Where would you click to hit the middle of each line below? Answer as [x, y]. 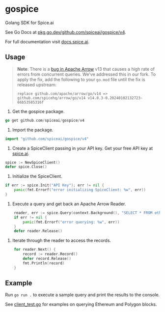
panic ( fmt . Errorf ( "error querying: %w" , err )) [71, 222]
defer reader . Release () [38, 231]
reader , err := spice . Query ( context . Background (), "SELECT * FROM [83, 213]
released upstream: [37, 85]
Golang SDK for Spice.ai [29, 23]
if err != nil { [31, 217]
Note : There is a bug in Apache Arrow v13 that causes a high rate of [86, 69]
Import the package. [33, 130]
